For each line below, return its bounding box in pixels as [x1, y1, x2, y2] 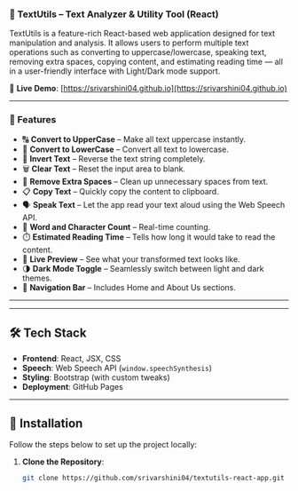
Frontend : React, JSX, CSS [21, 353, 122, 364]
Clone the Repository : [21, 456, 105, 467]
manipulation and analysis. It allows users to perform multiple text [9, 37, 249, 48]
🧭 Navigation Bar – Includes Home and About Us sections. [21, 281, 237, 292]
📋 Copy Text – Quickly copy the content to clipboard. [21, 186, 219, 196]
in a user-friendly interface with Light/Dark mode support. [9, 66, 221, 76]
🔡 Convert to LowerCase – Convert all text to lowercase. [21, 144, 229, 154]
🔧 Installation [9, 416, 83, 431]
